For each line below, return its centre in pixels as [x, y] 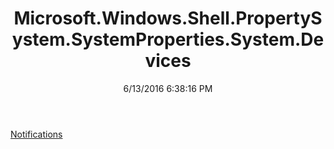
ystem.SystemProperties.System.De [168, 39]
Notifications [36, 134]
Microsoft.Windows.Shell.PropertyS [168, 18]
